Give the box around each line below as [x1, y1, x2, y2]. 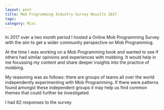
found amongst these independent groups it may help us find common [5, 84, 147, 91]
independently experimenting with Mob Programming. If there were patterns [5, 80, 159, 85]
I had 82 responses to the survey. [5, 99, 72, 106]
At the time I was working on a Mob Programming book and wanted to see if [5, 49, 159, 55]
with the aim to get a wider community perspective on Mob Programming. [5, 40, 154, 46]
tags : [5, 16, 16, 21]
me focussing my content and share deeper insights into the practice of [5, 59, 149, 65]
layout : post [5, 7, 32, 12]
